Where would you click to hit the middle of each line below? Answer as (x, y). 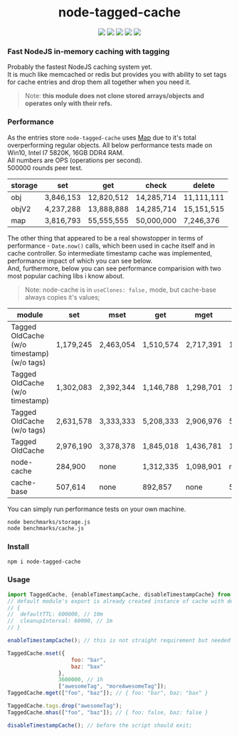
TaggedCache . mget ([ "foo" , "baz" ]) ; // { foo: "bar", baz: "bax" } (108, 693)
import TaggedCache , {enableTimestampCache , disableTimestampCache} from (119, 594)
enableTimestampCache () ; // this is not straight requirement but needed (119, 641)
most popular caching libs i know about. (66, 275)
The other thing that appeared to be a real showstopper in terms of (105, 238)
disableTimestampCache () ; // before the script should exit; (100, 725)
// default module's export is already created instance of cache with (116, 601)
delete (204, 185)
